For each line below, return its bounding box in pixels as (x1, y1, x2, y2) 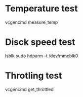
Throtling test (5, 70, 62, 81)
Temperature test (5, 3, 78, 14)
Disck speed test (5, 36, 76, 48)
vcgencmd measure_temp (5, 19, 58, 25)
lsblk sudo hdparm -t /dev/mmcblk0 (5, 53, 78, 59)
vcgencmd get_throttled (5, 86, 54, 92)
